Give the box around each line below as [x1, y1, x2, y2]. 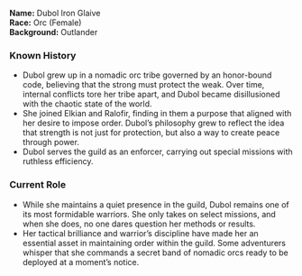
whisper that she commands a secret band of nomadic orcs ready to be [22, 247, 288, 258]
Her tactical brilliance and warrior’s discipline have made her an [22, 227, 259, 238]
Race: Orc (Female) [9, 17, 82, 28]
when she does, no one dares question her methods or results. [22, 218, 256, 229]
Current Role [9, 179, 66, 191]
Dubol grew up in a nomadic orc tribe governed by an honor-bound [22, 69, 272, 80]
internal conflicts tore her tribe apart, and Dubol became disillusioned [22, 89, 280, 100]
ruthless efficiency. [22, 156, 94, 167]
